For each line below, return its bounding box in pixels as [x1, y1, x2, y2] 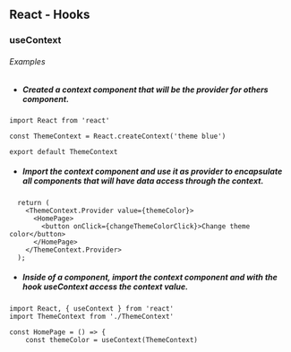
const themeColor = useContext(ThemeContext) [25, 335, 199, 344]
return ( [17, 198, 50, 207]
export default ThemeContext [9, 147, 118, 156]
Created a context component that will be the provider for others [21, 84, 269, 95]
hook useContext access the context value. [21, 281, 189, 292]
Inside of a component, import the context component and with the [21, 272, 278, 283]
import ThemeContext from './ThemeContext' [9, 312, 175, 321]
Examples [9, 56, 47, 66]
